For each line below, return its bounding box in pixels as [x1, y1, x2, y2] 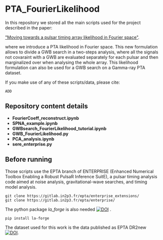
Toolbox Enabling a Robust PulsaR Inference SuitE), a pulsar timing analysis [5, 173, 158, 179]
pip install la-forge [5, 216, 50, 221]
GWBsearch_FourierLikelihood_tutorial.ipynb [12, 125, 107, 131]
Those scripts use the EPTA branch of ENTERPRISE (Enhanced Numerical [5, 168, 154, 174]
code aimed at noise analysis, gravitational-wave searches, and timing [5, 179, 147, 185]
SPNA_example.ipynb [12, 120, 58, 126]
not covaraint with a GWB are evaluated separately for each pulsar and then [5, 54, 159, 60]
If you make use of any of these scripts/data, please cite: [5, 79, 120, 85]
